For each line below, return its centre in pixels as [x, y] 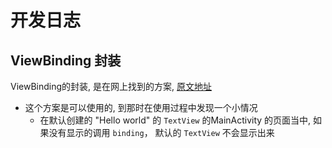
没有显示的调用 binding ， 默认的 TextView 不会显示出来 [161, 132]
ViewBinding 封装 [66, 60]
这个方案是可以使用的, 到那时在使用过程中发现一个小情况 [141, 107]
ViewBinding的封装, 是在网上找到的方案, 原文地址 [111, 86]
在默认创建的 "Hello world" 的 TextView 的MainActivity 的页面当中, [175, 120]
